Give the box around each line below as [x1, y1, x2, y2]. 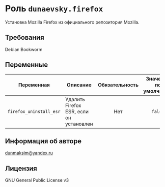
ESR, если [65, 108, 89, 115]
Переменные [5, 61, 48, 69]
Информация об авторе [5, 137, 82, 145]
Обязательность [98, 81, 139, 88]
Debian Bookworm [5, 46, 43, 52]
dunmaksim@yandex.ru [5, 150, 53, 156]
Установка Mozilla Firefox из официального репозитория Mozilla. [5, 19, 139, 25]
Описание [66, 81, 92, 88]
